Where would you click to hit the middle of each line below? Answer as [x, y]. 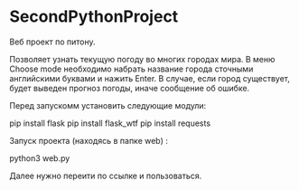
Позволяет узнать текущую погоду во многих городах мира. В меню [142, 59]
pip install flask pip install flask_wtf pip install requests [110, 123]
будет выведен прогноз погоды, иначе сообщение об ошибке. [130, 88]
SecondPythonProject [94, 17]
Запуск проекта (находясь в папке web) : [89, 140]
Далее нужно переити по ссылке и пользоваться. [106, 176]
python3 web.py [40, 158]
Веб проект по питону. [53, 42]
